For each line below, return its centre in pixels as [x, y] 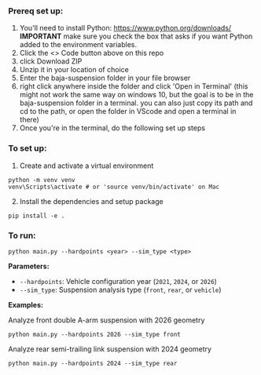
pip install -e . [37, 216]
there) [29, 120]
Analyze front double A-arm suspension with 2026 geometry [107, 320]
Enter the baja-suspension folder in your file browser [105, 78]
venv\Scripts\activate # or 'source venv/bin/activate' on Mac [114, 187]
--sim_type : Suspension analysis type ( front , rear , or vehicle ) [120, 289]
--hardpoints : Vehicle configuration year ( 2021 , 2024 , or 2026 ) [118, 281]
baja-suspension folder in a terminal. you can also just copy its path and [136, 103]
